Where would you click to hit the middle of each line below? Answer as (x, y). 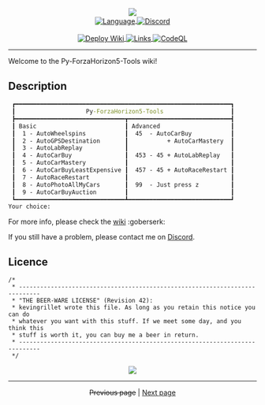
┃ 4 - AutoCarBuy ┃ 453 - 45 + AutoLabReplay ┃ (123, 156)
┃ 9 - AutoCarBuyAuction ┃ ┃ (123, 192)
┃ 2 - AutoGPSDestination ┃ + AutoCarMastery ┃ (123, 141)
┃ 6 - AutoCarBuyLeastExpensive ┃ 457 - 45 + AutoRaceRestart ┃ (123, 170)
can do (19, 314)
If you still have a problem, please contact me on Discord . (102, 237)
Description (37, 86)
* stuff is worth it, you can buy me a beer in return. (105, 335)
